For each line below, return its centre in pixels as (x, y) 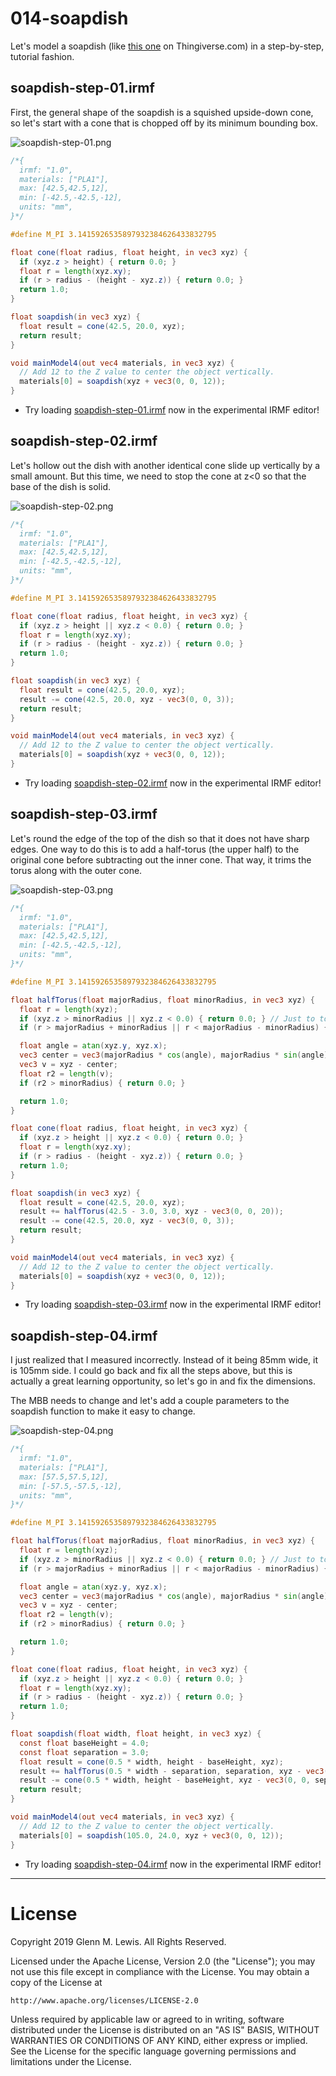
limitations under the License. (71, 2061)
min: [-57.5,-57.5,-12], (71, 1486)
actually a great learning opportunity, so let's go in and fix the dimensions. (163, 1381)
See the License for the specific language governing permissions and (153, 2051)
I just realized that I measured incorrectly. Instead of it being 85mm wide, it (164, 1360)
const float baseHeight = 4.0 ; (84, 1743)
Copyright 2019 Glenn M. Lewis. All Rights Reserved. (118, 1941)
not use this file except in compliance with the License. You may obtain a (160, 1971)
